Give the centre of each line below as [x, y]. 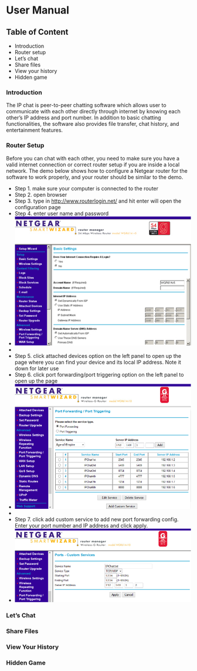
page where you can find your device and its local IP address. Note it [98, 363]
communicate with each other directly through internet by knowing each [93, 112]
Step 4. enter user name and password [62, 213]
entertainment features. [35, 130]
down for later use [37, 368]
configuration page [38, 207]
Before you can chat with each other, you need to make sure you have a [93, 158]
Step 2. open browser [41, 194]
